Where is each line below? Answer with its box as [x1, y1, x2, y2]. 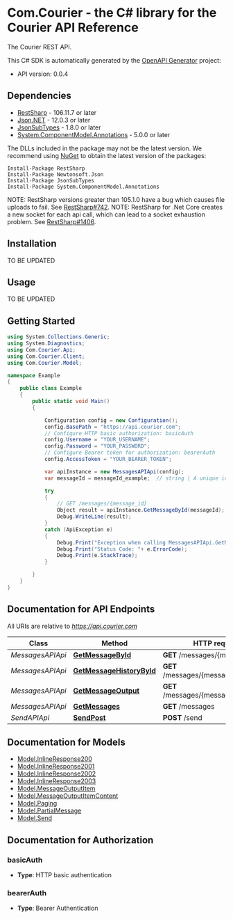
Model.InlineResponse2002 [17, 769, 96, 778]
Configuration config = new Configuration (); [44, 416, 178, 424]
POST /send [162, 712, 202, 722]
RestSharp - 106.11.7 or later [17, 108, 97, 116]
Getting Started [7, 315, 76, 327]
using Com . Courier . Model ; [7, 359, 82, 366]
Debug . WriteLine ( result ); [56, 513, 132, 520]
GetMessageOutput [73, 686, 140, 696]
